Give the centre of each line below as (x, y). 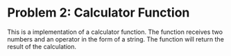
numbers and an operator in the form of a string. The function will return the (115, 39)
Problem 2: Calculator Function (99, 13)
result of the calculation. (42, 46)
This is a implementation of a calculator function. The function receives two (115, 32)
